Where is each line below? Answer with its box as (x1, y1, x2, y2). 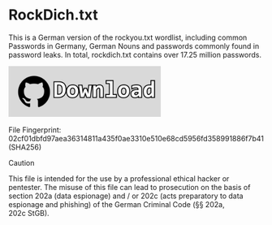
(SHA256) (8, 142, 42, 152)
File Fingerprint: (8, 124, 62, 135)
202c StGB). (8, 208, 50, 218)
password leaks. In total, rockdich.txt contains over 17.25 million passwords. (8, 50, 262, 59)
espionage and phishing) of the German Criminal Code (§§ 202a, (8, 199, 225, 209)
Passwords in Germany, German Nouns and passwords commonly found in (8, 41, 260, 50)
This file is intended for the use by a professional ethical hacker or (8, 173, 230, 184)
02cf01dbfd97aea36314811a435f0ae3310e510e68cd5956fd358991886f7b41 (8, 133, 264, 143)
